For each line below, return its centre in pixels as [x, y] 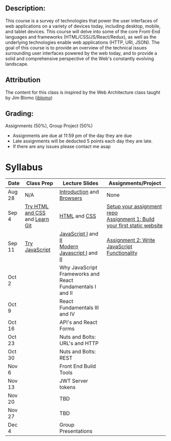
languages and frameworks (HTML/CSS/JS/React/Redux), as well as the [81, 37]
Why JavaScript [78, 268]
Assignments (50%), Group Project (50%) [49, 126]
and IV [67, 314]
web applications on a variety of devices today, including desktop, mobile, [83, 26]
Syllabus [24, 167]
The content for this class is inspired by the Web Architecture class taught [83, 92]
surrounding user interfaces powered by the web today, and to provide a [81, 53]
